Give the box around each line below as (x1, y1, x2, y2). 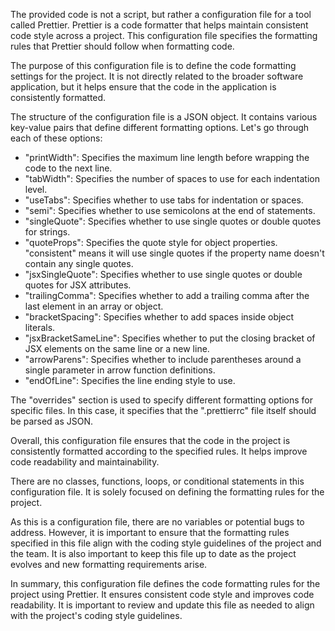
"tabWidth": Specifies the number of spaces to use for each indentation (24, 173, 320, 184)
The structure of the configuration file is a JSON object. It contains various (10, 111, 318, 123)
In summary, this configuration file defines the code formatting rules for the (10, 578, 321, 589)
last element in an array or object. (24, 300, 164, 312)
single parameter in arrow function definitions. (24, 364, 216, 376)
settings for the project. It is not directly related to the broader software (10, 70, 304, 82)
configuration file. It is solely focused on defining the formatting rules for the (10, 486, 325, 498)
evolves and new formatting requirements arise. (10, 559, 208, 570)
